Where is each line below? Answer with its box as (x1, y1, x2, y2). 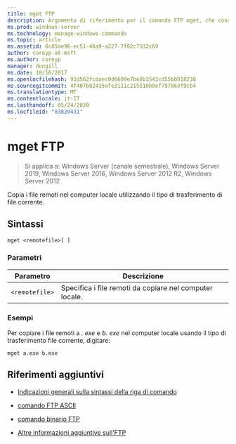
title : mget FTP (7, 10, 55, 18)
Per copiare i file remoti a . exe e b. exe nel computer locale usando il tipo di (7, 329, 226, 337)
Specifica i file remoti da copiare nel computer (60, 282, 213, 292)
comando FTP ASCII (17, 401, 77, 410)
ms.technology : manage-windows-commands (7, 30, 128, 37)
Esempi (7, 313, 34, 322)
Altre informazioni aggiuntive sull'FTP (17, 428, 126, 436)
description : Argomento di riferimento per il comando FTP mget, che (7, 17, 216, 24)
